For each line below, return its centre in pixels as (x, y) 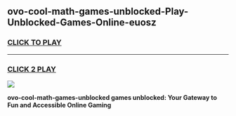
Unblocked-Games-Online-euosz (82, 23)
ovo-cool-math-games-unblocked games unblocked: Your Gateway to (112, 97)
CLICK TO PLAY (34, 43)
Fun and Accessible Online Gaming (59, 105)
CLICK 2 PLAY (32, 69)
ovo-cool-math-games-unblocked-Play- (98, 12)
